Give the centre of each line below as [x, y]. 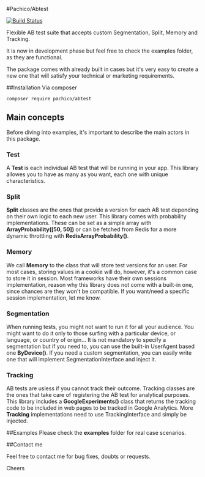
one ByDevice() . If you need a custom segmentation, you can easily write [99, 353]
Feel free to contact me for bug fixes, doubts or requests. [79, 457]
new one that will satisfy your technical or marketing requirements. [90, 76]
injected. [17, 421]
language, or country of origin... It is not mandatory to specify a [86, 340]
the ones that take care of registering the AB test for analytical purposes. [98, 395]
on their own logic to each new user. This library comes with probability [96, 216]
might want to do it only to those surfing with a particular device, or [91, 333]
